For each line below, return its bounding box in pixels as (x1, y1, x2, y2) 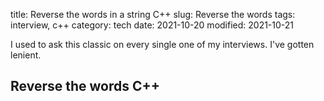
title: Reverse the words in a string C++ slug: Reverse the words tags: (10, 9, 296, 20)
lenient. (10, 49, 42, 61)
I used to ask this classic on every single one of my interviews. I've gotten (10, 39, 315, 50)
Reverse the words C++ (10, 78, 160, 95)
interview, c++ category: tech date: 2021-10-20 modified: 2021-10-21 (10, 19, 295, 31)
